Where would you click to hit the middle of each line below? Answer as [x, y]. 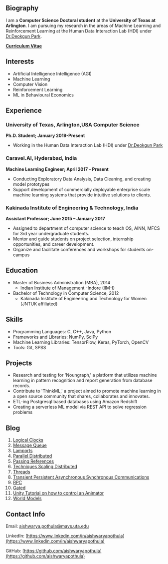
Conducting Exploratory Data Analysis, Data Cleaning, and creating [82, 179]
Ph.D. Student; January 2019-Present [45, 136]
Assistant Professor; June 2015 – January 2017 [55, 218]
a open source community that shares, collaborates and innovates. [81, 396]
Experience [24, 111]
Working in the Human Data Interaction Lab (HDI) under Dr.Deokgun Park [88, 145]
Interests [20, 62]
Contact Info [25, 514]
